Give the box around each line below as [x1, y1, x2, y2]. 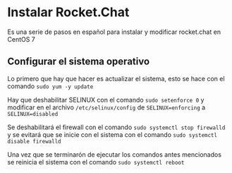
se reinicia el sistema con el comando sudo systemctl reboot [7, 157, 185, 166]
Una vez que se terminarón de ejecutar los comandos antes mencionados [7, 150, 222, 159]
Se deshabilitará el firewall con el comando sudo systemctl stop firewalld [7, 123, 226, 131]
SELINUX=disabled [7, 110, 59, 117]
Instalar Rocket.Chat [7, 4, 130, 20]
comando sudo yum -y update [7, 82, 94, 90]
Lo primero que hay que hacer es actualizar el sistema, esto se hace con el [7, 74, 225, 83]
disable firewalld [7, 138, 61, 145]
